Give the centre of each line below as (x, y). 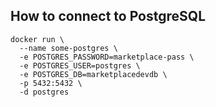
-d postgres (44, 92)
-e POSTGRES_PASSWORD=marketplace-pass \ (107, 57)
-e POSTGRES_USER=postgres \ (80, 65)
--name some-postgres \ (68, 48)
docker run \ (37, 39)
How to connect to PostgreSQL (108, 16)
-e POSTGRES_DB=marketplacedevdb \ (93, 74)
